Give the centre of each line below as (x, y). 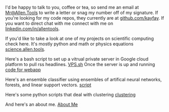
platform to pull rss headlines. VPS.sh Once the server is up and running (80, 64)
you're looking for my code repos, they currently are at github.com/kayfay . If (85, 18)
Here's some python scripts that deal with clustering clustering (71, 95)
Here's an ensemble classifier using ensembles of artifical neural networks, (83, 79)
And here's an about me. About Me (42, 104)
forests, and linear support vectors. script (48, 85)
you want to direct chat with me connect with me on (59, 23)
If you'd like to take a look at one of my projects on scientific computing (79, 38)
